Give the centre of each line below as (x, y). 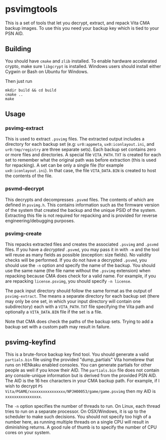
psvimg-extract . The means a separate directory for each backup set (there (82, 296)
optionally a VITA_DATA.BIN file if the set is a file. (54, 312)
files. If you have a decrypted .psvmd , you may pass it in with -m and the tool (82, 250)
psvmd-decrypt (25, 189)
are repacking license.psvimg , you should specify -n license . (68, 281)
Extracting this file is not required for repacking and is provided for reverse (81, 215)
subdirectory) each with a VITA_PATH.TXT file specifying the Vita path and (79, 307)
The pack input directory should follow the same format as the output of (79, 291)
